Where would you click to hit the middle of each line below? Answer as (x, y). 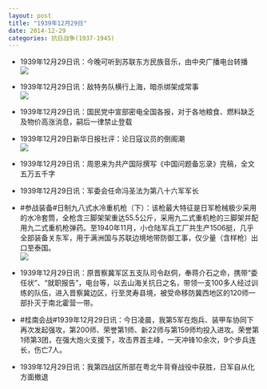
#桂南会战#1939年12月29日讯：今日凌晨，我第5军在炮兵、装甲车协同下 (137, 320)
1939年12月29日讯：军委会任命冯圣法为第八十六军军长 (109, 191)
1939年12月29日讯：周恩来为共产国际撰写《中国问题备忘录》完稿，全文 (137, 164)
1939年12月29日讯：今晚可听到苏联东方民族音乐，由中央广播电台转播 (133, 62)
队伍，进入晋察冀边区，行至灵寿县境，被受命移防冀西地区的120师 (141, 293)
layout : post (30, 16)
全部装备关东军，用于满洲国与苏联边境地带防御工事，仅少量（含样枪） (135, 238)
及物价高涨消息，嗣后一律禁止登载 (76, 122)
